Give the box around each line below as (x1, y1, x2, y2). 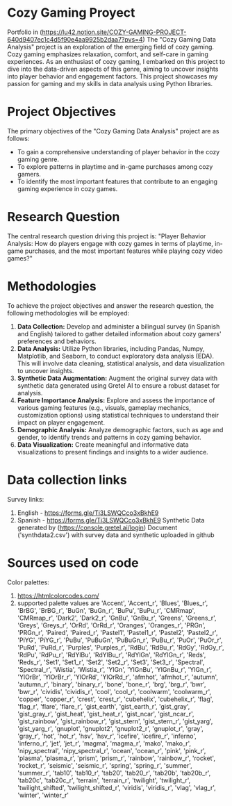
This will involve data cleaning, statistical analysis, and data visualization (17, 359, 225, 368)
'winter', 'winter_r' (17, 791, 69, 799)
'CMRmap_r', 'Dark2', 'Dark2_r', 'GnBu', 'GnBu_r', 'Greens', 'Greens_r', (17, 614, 217, 622)
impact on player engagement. (17, 418, 106, 427)
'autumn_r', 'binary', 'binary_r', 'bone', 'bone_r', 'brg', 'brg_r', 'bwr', (17, 680, 206, 689)
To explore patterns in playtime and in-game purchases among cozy (17, 162, 213, 171)
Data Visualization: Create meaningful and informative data (17, 440, 189, 449)
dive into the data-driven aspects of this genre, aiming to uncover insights (7, 65, 219, 73)
